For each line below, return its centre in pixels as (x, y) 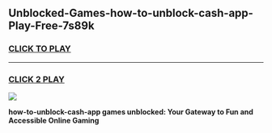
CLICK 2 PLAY (36, 79)
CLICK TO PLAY (40, 49)
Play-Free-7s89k (51, 26)
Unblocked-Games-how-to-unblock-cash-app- (131, 13)
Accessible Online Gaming (54, 120)
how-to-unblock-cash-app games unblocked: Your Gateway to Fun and (131, 111)
